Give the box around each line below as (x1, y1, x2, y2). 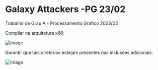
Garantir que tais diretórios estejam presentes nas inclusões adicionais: (5, 49, 153, 55)
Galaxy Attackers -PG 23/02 (5, 4, 126, 15)
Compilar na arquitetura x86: (5, 30, 65, 36)
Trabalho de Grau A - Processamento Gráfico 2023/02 (5, 20, 118, 26)
